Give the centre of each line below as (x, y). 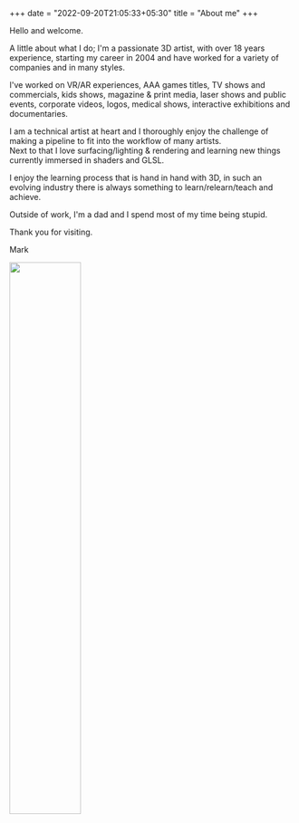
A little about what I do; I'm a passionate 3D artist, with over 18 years (137, 48)
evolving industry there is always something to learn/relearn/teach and (141, 187)
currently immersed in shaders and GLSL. (87, 160)
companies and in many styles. (67, 67)
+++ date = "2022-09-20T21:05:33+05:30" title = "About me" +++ (134, 13)
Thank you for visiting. (51, 232)
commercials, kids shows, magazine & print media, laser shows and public (148, 95)
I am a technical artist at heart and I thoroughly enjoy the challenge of (139, 131)
